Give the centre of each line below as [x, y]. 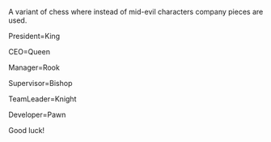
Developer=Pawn [37, 114]
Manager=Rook [34, 67]
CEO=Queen [30, 52]
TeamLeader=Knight [42, 99]
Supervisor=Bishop [40, 83]
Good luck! [27, 130]
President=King [34, 36]
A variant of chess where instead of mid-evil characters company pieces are [136, 12]
